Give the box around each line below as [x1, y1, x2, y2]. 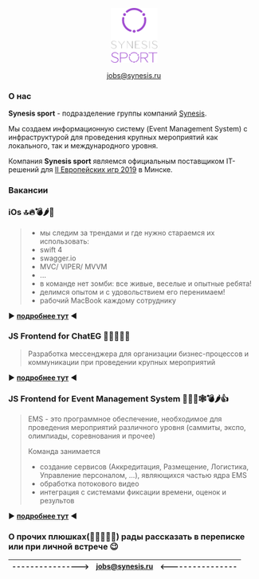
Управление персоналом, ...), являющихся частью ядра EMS [39, 471, 247, 480]
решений [8, 165, 40, 174]
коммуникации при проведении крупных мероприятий [27, 357, 216, 366]
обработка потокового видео [39, 479, 139, 489]
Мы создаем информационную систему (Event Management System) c [8, 124, 249, 134]
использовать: [39, 236, 90, 246]
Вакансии [8, 185, 49, 196]
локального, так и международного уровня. [8, 141, 159, 151]
